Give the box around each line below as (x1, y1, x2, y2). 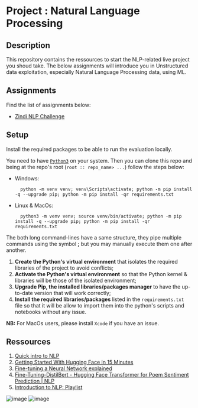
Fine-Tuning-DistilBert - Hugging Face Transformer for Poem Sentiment (14, 371, 189, 378)
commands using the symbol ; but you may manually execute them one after (6, 240, 193, 247)
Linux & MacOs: (14, 202, 53, 209)
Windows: (14, 174, 40, 182)
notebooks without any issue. (14, 308, 87, 315)
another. (6, 247, 27, 254)
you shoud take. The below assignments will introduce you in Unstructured (6, 62, 189, 69)
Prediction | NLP (14, 377, 55, 385)
